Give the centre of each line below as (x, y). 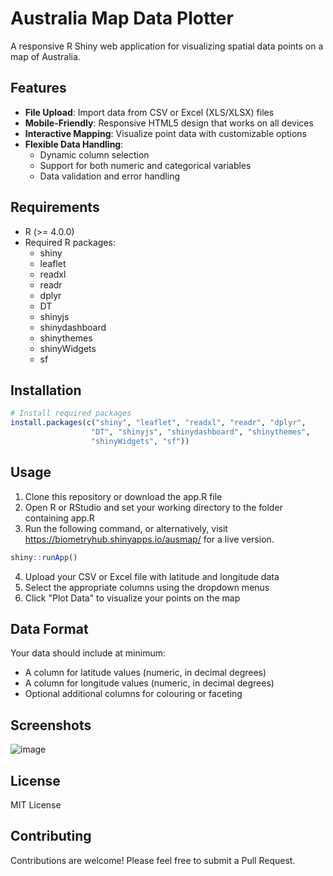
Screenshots (51, 725)
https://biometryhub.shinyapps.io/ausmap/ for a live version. (149, 539)
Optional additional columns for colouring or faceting (133, 694)
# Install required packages (71, 413)
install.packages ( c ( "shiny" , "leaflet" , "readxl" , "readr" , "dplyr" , (158, 423)
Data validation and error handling (110, 176)
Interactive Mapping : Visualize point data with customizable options (165, 133)
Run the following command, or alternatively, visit (126, 528)
